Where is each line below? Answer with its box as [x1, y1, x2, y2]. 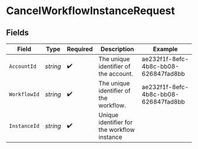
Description [100, 45, 134, 53]
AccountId [9, 63, 37, 69]
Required [67, 45, 93, 53]
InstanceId [9, 122, 39, 129]
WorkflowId [9, 91, 39, 98]
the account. [98, 69, 134, 78]
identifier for [98, 118, 133, 126]
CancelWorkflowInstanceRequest [6, 4, 176, 18]
